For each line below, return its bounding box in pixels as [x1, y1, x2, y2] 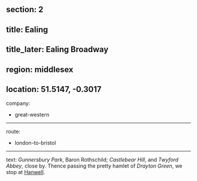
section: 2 [6, 5, 44, 15]
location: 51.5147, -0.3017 [6, 84, 101, 94]
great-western [14, 111, 50, 118]
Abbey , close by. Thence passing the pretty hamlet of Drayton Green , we [6, 162, 183, 169]
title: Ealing [6, 25, 48, 35]
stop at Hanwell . [6, 169, 45, 176]
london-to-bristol [14, 139, 56, 146]
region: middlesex [6, 64, 74, 74]
